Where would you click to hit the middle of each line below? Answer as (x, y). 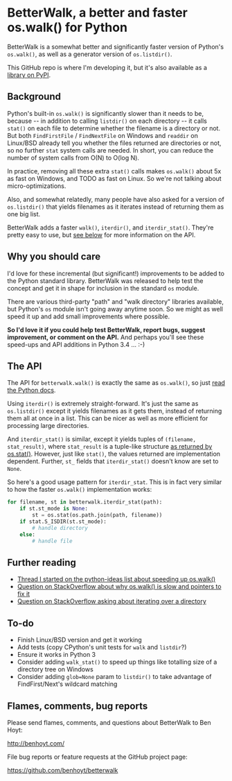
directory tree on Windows (55, 669)
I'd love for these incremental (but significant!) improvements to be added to (116, 273)
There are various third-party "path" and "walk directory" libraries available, (115, 301)
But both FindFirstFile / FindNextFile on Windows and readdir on (103, 135)
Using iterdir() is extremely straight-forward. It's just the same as (103, 404)
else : (28, 534)
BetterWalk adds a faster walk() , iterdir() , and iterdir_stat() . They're (110, 228)
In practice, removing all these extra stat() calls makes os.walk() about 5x (114, 171)
